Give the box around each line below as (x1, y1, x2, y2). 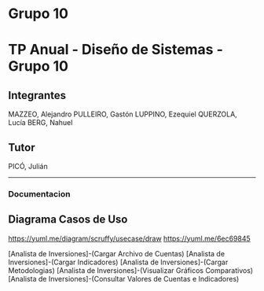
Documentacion (8, 188, 71, 199)
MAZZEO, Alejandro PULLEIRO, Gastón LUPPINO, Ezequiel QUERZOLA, (8, 109, 237, 119)
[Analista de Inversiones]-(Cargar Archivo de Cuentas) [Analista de (8, 249, 225, 258)
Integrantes (8, 88, 67, 102)
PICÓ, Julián (8, 162, 49, 171)
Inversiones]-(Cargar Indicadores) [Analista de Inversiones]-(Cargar (8, 257, 229, 267)
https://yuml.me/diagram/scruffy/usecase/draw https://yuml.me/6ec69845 (8, 234, 251, 243)
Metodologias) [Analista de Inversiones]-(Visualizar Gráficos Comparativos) (8, 265, 254, 275)
